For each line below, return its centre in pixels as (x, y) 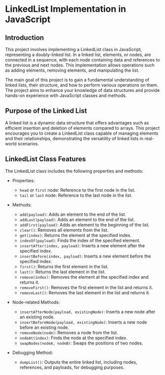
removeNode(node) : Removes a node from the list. (69, 332)
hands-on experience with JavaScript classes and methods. (66, 95)
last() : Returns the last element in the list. (63, 272)
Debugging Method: (33, 352)
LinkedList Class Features (46, 159)
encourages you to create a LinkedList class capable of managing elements (82, 133)
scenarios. (28, 144)
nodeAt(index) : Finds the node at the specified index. (73, 338)
